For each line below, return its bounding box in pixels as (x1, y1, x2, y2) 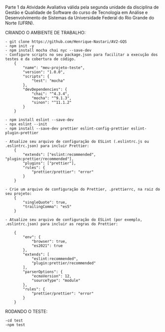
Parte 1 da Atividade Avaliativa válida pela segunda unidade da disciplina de (5, 4, 159, 10)
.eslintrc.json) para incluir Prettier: (5, 143, 90, 148)
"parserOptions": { (23, 269, 63, 274)
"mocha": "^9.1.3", (31, 96, 72, 101)
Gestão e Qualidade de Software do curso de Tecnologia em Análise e (5, 9, 148, 15)
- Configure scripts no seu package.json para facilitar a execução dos (5, 52, 158, 57)
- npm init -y (5, 44, 35, 49)
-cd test (5, 318, 23, 323)
